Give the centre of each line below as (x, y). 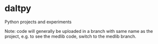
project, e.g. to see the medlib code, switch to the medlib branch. (70, 36)
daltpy (18, 8)
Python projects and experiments (38, 22)
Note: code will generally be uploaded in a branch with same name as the (79, 31)
